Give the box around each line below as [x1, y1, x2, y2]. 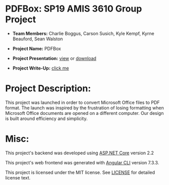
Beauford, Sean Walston [12, 36, 63, 42]
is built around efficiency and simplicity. [5, 115, 88, 121]
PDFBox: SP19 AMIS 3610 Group [5, 3, 142, 15]
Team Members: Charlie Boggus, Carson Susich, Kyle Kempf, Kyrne [12, 30, 155, 36]
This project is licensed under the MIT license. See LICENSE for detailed [5, 169, 155, 175]
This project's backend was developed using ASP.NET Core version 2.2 [5, 150, 154, 156]
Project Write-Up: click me [12, 65, 69, 71]
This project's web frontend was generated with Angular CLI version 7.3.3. [5, 159, 159, 165]
